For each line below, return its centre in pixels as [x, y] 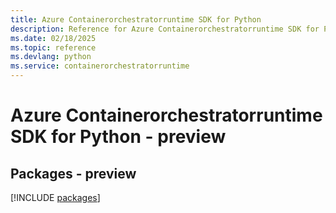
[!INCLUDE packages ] [55, 197]
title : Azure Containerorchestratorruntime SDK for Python [136, 19]
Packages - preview [73, 173]
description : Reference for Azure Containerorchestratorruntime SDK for [165, 29]
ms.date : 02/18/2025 [53, 38]
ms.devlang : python [51, 57]
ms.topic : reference [53, 47]
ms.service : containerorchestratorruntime [100, 66]
